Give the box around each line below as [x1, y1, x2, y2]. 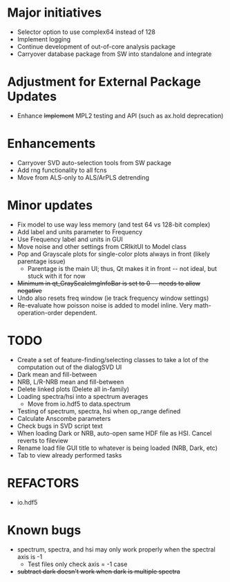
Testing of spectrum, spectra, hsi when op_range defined [17, 406, 181, 415]
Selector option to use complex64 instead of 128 [17, 28, 155, 36]
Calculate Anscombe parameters [17, 414, 111, 422]
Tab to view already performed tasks [17, 451, 122, 459]
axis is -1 [17, 552, 43, 561]
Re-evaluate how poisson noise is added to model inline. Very [17, 301, 193, 309]
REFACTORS [7, 475, 79, 491]
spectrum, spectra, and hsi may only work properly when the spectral [17, 545, 215, 554]
